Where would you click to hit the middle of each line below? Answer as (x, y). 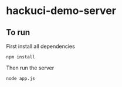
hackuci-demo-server (61, 11)
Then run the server (30, 68)
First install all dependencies (40, 46)
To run (18, 32)
